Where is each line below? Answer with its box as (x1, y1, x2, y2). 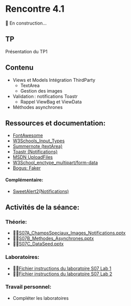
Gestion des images (20, 88, 62, 94)
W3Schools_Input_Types (12, 138, 65, 144)
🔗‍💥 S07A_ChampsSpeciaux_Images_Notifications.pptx (12, 230, 126, 236)
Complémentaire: (5, 177, 43, 183)
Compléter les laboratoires (12, 295, 69, 301)
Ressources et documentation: (5, 119, 106, 127)
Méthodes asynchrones (12, 104, 63, 110)
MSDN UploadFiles (12, 154, 53, 160)
